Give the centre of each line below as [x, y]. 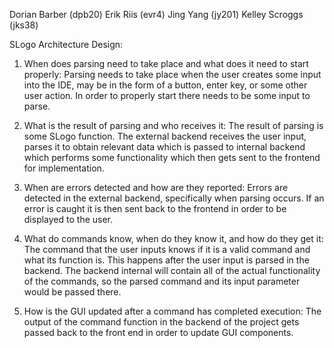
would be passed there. [72, 292]
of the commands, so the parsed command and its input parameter [162, 281]
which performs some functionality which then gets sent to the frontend [172, 157]
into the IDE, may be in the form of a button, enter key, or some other [165, 85]
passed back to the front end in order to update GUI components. [158, 332]
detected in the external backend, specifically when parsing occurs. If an [174, 198]
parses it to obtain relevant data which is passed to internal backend [164, 147]
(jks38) [24, 25]
